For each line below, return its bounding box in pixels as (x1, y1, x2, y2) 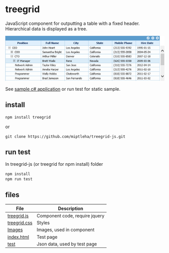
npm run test (5, 176, 33, 182)
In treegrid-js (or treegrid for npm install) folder (5, 161, 103, 167)
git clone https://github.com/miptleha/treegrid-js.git (5, 134, 125, 139)
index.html (7, 234, 29, 240)
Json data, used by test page (36, 241, 97, 247)
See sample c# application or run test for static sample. (5, 86, 120, 92)
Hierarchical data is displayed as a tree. (5, 25, 88, 31)
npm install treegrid (5, 115, 51, 120)
